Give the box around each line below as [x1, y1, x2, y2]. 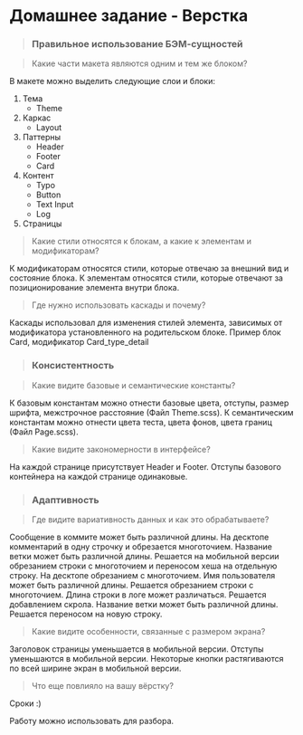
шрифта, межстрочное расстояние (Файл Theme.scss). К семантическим [9, 406, 294, 417]
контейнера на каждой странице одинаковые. [9, 471, 188, 482]
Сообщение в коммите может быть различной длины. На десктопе [9, 531, 270, 543]
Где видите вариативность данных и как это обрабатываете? [31, 514, 270, 525]
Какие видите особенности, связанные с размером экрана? [31, 626, 266, 637]
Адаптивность [31, 493, 99, 506]
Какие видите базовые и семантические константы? [31, 379, 236, 390]
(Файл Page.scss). [9, 426, 79, 437]
